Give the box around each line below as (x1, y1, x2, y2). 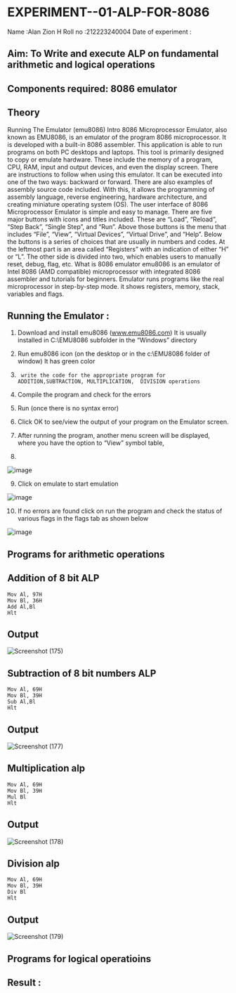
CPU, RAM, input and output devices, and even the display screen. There (7, 162, 218, 171)
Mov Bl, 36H (7, 597, 42, 604)
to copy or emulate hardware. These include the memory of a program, (7, 155, 213, 164)
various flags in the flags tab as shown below (17, 514, 149, 523)
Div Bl (7, 888, 27, 896)
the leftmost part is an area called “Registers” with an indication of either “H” (7, 245, 229, 253)
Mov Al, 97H (7, 591, 42, 598)
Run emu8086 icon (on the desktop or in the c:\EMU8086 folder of (17, 349, 211, 358)
